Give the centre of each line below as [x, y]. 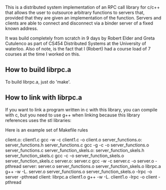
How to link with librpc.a [44, 98]
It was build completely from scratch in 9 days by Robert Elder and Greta [80, 38]
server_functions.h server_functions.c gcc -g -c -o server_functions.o [77, 145]
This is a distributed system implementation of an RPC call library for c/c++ [82, 7]
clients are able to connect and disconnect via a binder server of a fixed [79, 23]
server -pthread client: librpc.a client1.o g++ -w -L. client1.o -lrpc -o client [81, 176]
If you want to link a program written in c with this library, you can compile [81, 109]
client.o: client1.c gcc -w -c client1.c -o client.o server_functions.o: [74, 139]
